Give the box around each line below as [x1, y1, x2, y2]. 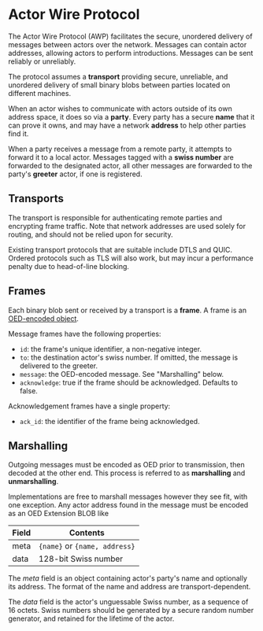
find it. [8, 128, 29, 138]
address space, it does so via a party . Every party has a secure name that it [8, 112, 255, 121]
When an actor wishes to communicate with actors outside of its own [8, 104, 232, 113]
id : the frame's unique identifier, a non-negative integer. [19, 344, 202, 353]
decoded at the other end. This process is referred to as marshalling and [8, 468, 246, 478]
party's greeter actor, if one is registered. [8, 169, 143, 179]
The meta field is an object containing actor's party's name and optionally [8, 574, 248, 583]
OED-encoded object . [8, 313, 79, 323]
